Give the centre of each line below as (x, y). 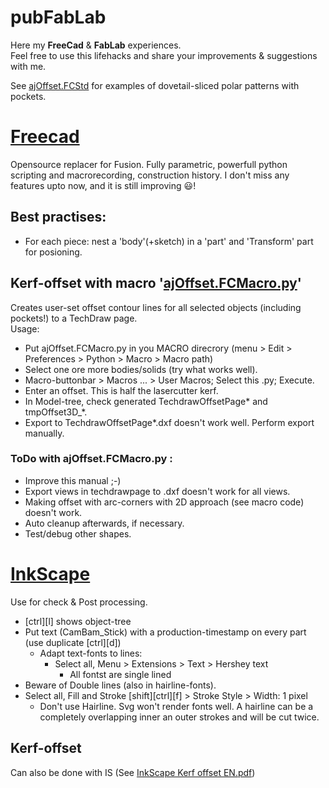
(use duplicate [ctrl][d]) (73, 642)
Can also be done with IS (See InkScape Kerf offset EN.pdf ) (133, 772)
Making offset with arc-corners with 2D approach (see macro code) (164, 502)
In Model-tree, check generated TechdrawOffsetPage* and (146, 401)
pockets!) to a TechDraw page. (74, 318)
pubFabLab (58, 17)
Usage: (25, 328)
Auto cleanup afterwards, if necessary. (104, 523)
